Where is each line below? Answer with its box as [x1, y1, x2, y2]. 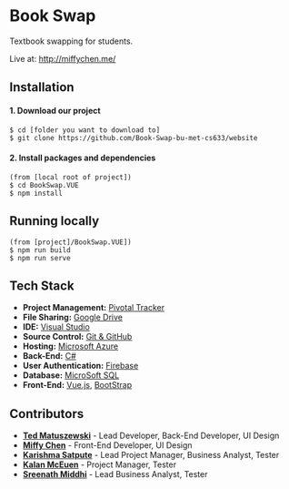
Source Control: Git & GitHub [22, 331, 133, 342]
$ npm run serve [9, 253, 71, 262]
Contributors [9, 406, 85, 422]
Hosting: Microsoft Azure [22, 341, 119, 351]
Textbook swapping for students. [9, 36, 134, 46]
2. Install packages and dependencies [9, 152, 156, 164]
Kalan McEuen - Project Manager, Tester [22, 459, 177, 470]
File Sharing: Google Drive [22, 311, 123, 323]
